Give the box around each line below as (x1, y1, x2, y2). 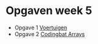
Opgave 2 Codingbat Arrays (14, 30, 85, 37)
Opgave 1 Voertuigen (14, 24, 68, 31)
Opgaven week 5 (5, 4, 93, 18)
